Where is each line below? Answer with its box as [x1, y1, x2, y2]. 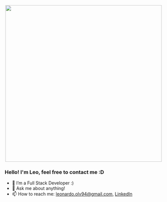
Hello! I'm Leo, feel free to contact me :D [4, 168, 104, 175]
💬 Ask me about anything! [11, 185, 65, 191]
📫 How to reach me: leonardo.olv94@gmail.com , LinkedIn [11, 191, 133, 197]
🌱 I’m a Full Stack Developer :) [11, 180, 74, 186]
